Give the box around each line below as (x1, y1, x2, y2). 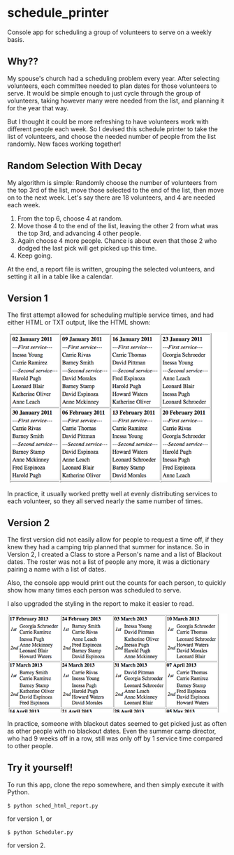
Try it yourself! (7, 762, 73, 774)
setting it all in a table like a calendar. (7, 272, 114, 281)
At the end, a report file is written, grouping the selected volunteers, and (7, 265, 215, 273)
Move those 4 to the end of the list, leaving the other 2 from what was (17, 221, 219, 230)
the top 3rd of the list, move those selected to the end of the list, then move (7, 186, 224, 194)
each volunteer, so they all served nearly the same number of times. (7, 497, 203, 505)
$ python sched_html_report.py (7, 802, 98, 809)
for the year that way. (7, 103, 68, 112)
